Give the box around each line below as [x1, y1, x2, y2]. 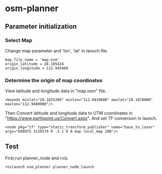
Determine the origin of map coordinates [5, 77, 103, 84]
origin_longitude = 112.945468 [5, 66, 68, 70]
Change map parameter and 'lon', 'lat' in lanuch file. [5, 48, 108, 53]
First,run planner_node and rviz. [5, 155, 69, 161]
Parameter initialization [5, 22, 77, 31]
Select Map [5, 37, 32, 44]
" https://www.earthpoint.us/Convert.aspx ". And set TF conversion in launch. [5, 115, 158, 122]
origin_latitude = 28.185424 [5, 61, 64, 66]
